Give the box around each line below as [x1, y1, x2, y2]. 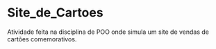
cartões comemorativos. [7, 35, 77, 43]
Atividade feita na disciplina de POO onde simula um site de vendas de [7, 28, 210, 36]
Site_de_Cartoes [7, 5, 103, 21]
